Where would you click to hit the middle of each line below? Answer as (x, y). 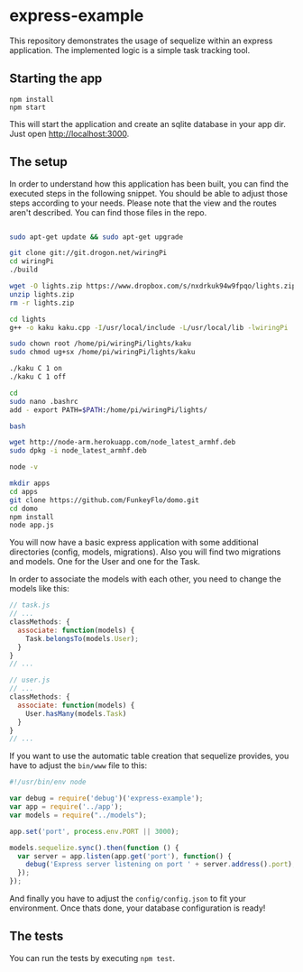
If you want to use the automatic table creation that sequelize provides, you (149, 756)
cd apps (24, 491)
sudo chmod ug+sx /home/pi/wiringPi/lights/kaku (102, 353)
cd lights (28, 319)
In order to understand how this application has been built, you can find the (149, 183)
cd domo (24, 509)
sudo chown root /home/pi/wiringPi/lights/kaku (101, 344)
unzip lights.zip (42, 294)
